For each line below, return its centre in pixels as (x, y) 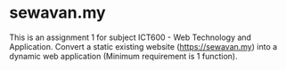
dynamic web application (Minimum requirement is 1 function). (123, 56)
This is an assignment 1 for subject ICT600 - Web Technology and (131, 37)
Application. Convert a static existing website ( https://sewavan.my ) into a (143, 46)
